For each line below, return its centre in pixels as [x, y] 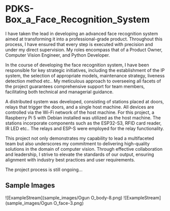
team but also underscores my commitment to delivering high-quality [77, 143]
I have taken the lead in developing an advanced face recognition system [82, 33]
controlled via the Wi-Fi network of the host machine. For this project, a [80, 112]
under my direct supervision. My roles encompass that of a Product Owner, [84, 50]
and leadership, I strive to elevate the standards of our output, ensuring [80, 154]
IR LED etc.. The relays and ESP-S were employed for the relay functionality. [85, 128]
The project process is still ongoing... [44, 170]
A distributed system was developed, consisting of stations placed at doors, [84, 101]
